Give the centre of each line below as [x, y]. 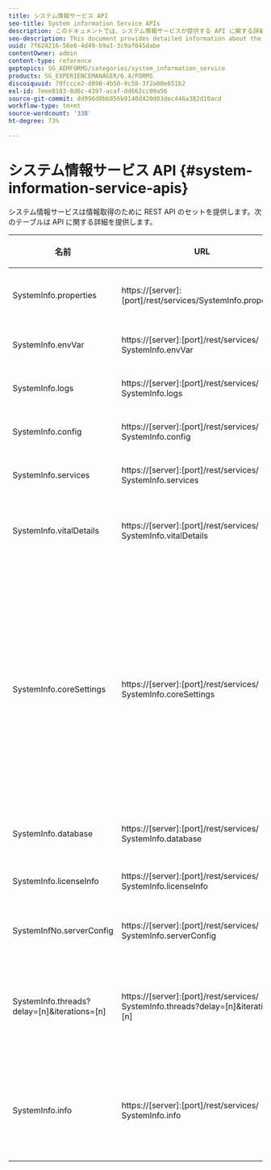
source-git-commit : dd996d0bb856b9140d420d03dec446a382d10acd [115, 99]
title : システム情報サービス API [58, 16]
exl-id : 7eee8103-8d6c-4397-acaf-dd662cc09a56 [88, 91]
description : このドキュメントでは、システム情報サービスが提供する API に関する [131, 31]
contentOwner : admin [43, 53]
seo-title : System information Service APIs [84, 23]
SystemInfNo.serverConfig [63, 930]
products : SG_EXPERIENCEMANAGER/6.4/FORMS [81, 76]
